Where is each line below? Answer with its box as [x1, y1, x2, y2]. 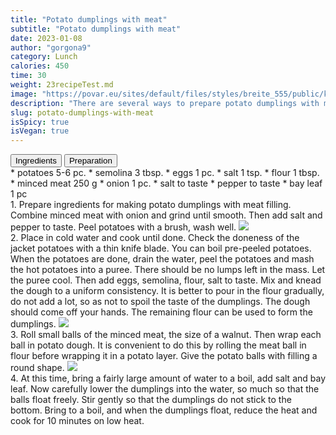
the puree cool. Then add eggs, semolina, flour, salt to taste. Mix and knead [10, 274, 322, 286]
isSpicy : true [10, 117, 70, 127]
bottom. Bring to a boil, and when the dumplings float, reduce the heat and [10, 404, 318, 416]
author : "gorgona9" [10, 42, 92, 53]
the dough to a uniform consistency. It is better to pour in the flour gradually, [10, 285, 325, 297]
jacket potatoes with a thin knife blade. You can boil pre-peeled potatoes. [10, 242, 312, 255]
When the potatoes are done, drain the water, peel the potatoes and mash [10, 253, 315, 265]
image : [10, 89, 38, 99]
